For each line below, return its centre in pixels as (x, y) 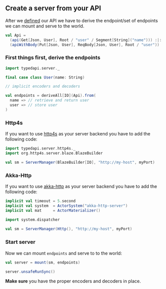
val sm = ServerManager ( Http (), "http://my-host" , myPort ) (69, 229)
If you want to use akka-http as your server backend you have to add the (81, 187)
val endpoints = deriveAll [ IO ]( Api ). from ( (51, 96)
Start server (20, 242)
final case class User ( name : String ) (45, 77)
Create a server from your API (53, 8)
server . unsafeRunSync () (30, 272)
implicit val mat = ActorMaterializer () (53, 210)
